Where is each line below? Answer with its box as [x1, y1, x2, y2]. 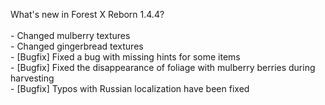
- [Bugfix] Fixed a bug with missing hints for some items [10, 51, 241, 63]
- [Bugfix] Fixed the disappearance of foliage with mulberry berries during [10, 62, 316, 73]
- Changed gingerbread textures [10, 40, 144, 52]
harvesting [10, 72, 55, 84]
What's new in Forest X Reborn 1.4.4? [10, 9, 165, 20]
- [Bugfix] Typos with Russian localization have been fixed [10, 83, 250, 94]
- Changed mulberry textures [10, 30, 131, 41]
